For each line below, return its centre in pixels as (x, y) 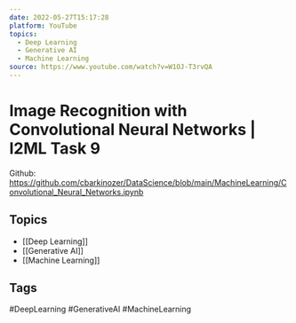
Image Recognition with (98, 111)
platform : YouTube (43, 26)
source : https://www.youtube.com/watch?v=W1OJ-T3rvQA (111, 67)
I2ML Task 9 (55, 149)
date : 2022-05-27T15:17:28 (59, 17)
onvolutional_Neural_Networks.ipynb (76, 192)
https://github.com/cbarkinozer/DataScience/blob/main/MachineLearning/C (148, 182)
